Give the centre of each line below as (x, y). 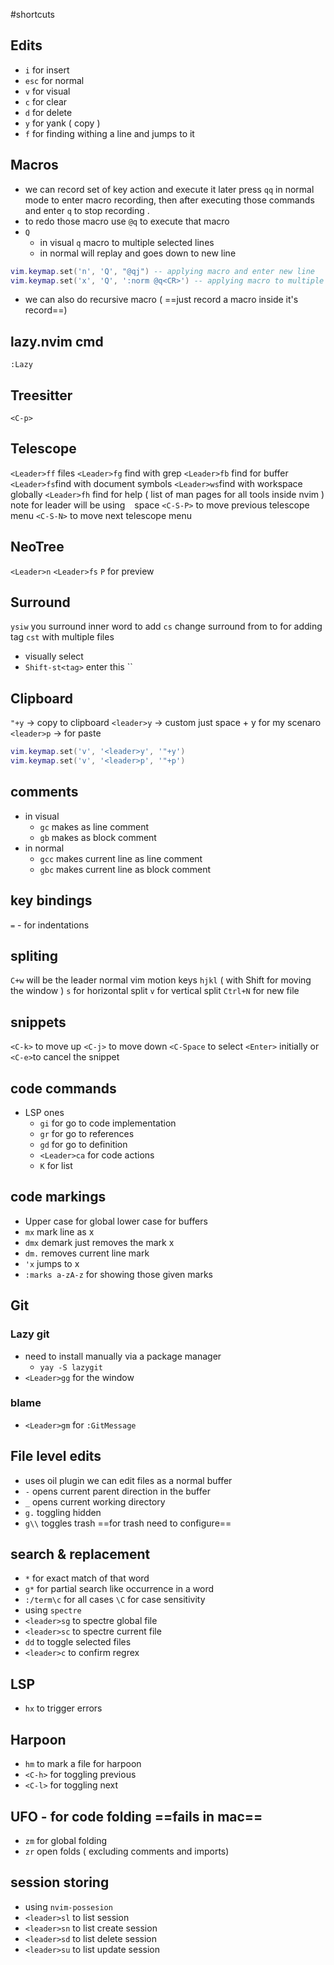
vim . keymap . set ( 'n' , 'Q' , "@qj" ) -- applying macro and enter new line (162, 271)
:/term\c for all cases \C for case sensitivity (115, 1600)
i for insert (47, 70)
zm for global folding (66, 1840)
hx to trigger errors (63, 1708)
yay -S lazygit (71, 1367)
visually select (54, 656)
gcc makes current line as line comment (121, 858)
